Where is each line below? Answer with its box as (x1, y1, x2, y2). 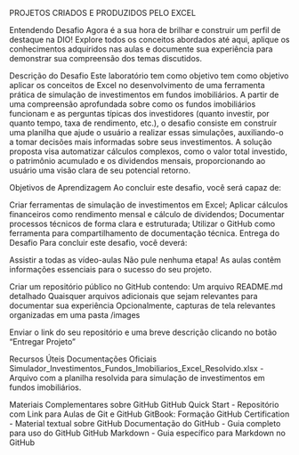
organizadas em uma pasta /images (9, 310, 141, 320)
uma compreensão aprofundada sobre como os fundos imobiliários (9, 99, 256, 110)
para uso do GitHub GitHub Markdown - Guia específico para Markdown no (9, 427, 287, 438)
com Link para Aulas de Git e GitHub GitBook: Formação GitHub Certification (9, 409, 290, 419)
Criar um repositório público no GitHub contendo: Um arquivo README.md (9, 281, 283, 292)
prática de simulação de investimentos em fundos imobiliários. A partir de (9, 89, 279, 100)
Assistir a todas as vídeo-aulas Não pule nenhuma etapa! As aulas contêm (9, 255, 282, 265)
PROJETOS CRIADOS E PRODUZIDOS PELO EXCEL (9, 8, 197, 18)
